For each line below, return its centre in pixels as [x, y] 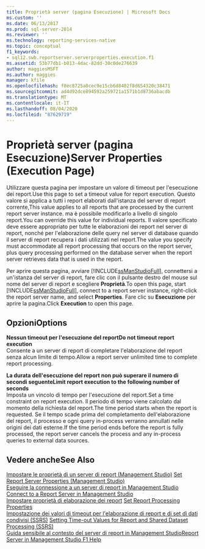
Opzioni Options [37, 323]
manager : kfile [26, 80]
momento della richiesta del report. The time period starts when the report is [102, 408]
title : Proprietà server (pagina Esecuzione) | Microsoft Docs [88, 12]
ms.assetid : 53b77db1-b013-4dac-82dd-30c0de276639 [72, 63]
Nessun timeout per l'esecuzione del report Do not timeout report [91, 338]
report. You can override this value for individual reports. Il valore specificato [102, 220]
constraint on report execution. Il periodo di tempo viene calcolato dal [94, 401]
